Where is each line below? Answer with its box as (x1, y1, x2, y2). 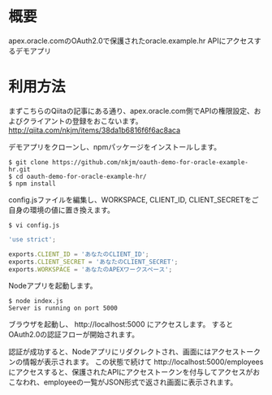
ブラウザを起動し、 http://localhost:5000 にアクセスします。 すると (8, 319, 234, 329)
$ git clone (8, 158, 49, 167)
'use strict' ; (8, 235, 57, 244)
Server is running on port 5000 (8, 304, 118, 313)
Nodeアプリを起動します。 (8, 281, 97, 291)
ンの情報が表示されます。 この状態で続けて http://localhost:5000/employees (8, 357, 264, 367)
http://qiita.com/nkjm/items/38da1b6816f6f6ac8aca (8, 125, 181, 135)
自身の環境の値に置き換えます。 (8, 205, 115, 215)
